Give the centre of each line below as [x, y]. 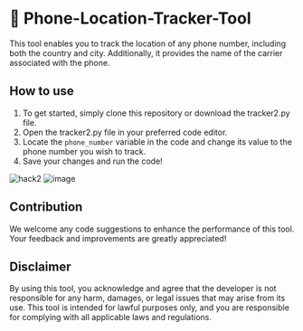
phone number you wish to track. [84, 151]
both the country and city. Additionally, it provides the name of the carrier [146, 52]
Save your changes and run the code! [92, 161]
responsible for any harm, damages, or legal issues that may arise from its [147, 298]
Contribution [46, 207]
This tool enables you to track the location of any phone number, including [148, 43]
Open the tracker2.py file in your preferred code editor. [125, 132]
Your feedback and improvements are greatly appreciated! [118, 238]
